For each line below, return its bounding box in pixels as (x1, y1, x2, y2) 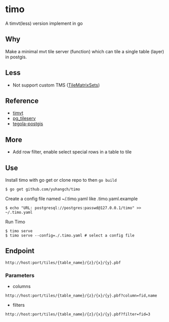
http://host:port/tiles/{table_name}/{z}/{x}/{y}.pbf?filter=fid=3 (5, 312, 151, 317)
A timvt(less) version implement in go (5, 20, 83, 26)
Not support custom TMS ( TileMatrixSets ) (12, 82, 100, 88)
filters (12, 302, 25, 308)
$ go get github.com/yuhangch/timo (5, 187, 80, 192)
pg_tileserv (12, 115, 36, 122)
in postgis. (5, 54, 27, 60)
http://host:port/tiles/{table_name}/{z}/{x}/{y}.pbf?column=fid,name (5, 293, 157, 298)
